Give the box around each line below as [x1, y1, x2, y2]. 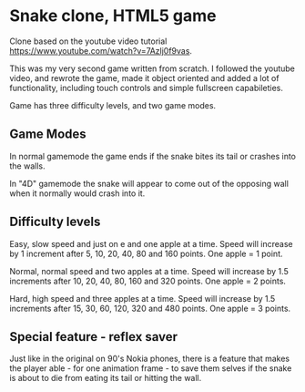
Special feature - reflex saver [9, 329, 178, 345]
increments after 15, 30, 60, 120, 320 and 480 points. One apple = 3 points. [9, 303, 291, 314]
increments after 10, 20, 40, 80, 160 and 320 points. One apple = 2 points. [9, 275, 287, 286]
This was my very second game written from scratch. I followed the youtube [9, 63, 296, 74]
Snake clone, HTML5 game [9, 5, 217, 26]
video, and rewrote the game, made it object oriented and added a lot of [9, 72, 280, 83]
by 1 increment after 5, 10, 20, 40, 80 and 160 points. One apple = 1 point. [9, 248, 284, 259]
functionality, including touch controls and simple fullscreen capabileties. [9, 82, 284, 93]
